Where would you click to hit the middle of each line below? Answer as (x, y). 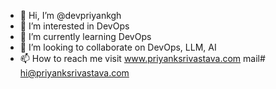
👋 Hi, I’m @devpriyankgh (70, 15)
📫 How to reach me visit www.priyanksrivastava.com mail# (142, 58)
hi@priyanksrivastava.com (74, 73)
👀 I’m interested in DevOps (74, 26)
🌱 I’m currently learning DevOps (85, 36)
